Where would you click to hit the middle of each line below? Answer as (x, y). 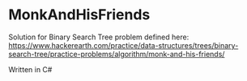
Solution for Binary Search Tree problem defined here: (99, 37)
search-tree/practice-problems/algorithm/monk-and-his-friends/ (117, 54)
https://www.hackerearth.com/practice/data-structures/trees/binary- (123, 45)
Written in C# (30, 69)
